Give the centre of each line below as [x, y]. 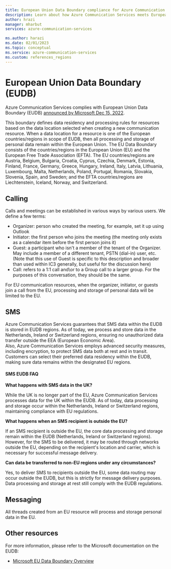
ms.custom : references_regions [38, 57]
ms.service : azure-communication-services [51, 52]
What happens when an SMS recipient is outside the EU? [66, 421]
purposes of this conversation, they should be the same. [72, 275]
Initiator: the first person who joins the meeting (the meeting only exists [87, 237]
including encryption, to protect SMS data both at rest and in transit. [77, 351]
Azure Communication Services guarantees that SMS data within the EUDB [84, 324]
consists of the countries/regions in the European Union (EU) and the [78, 150]
